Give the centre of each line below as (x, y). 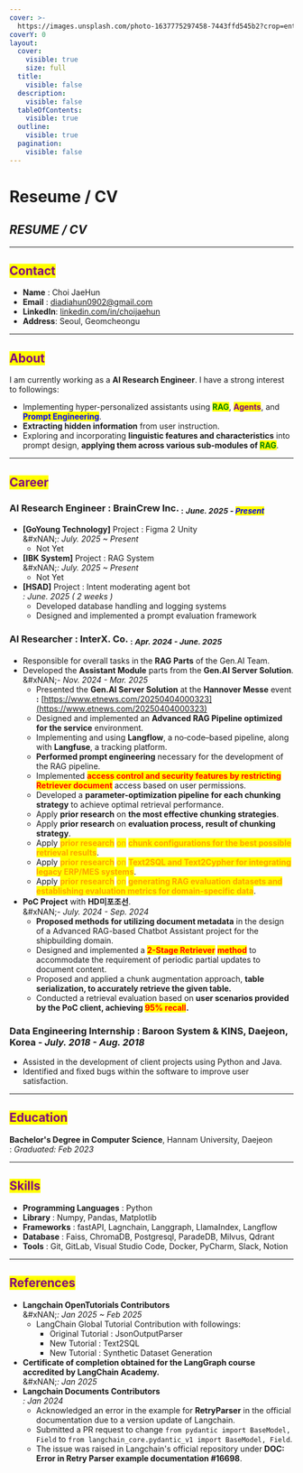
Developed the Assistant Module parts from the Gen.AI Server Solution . (158, 670)
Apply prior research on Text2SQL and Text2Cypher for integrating (163, 862)
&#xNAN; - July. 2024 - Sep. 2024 (86, 912)
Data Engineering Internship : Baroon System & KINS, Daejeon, (149, 1031)
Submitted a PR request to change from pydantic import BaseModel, (163, 1429)
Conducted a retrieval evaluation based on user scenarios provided (162, 997)
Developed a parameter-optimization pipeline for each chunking (158, 794)
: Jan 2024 (43, 1401)
